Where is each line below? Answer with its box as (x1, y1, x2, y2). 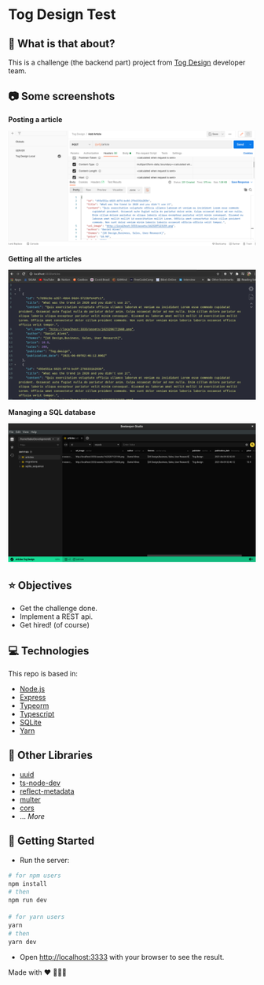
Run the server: (19, 855, 70, 865)
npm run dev (8, 896, 47, 905)
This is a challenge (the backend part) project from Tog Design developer (8, 57, 246, 67)
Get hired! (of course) (19, 620, 90, 630)
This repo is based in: (8, 669, 79, 679)
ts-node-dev (19, 778, 61, 787)
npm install (8, 879, 47, 887)
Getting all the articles (8, 254, 82, 264)
